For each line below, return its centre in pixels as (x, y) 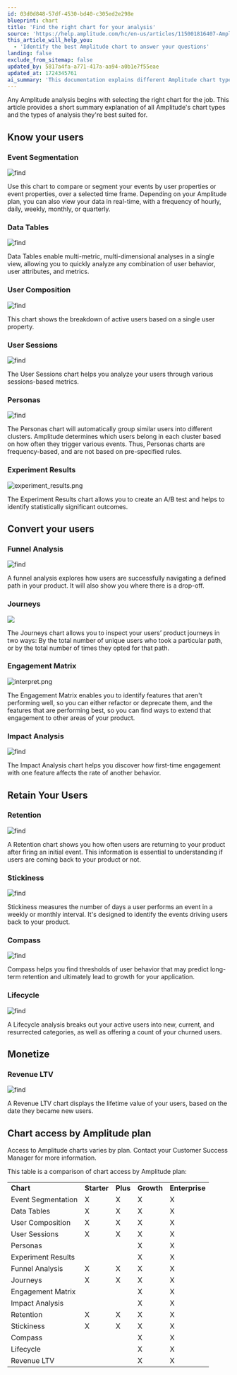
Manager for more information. (52, 1158)
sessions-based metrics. (43, 381)
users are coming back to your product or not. (74, 859)
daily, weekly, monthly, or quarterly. (59, 209)
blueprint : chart (33, 21)
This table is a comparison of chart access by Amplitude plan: (97, 1172)
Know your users (45, 137)
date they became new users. (50, 1111)
